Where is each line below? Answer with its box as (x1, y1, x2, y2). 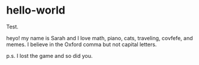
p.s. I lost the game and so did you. (6, 52, 93, 59)
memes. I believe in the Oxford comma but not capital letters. (6, 41, 157, 48)
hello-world (6, 4, 66, 17)
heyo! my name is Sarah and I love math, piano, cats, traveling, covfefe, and (6, 34, 193, 41)
